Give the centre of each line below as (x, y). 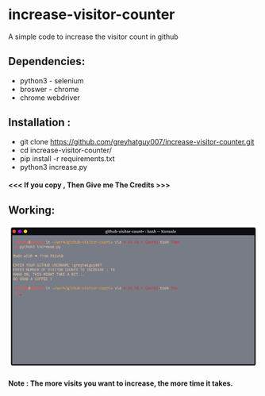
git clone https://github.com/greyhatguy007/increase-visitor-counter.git (137, 141)
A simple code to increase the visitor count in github (93, 37)
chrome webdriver (50, 98)
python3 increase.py (53, 167)
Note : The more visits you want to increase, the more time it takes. (121, 383)
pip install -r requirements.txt (67, 158)
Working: (32, 210)
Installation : (40, 123)
